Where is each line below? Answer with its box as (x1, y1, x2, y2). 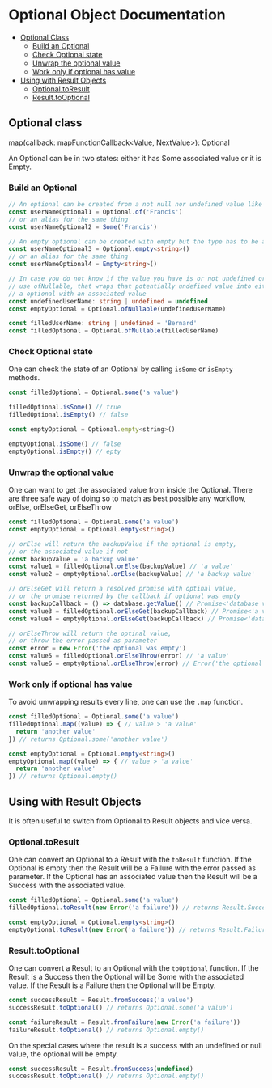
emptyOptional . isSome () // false (8, 439, 121, 448)
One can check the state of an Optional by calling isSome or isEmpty (8, 364, 233, 374)
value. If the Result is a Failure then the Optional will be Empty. (8, 980, 216, 990)
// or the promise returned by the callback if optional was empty (8, 592, 241, 600)
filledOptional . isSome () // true (8, 403, 121, 412)
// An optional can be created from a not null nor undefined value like (8, 201, 263, 209)
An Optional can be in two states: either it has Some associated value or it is (8, 153, 261, 163)
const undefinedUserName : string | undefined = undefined (8, 297, 208, 305)
